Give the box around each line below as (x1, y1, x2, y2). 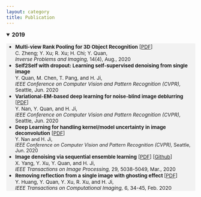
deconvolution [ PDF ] (14, 130, 65, 136)
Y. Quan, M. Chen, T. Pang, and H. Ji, (14, 74, 103, 81)
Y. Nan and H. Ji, (14, 136, 53, 142)
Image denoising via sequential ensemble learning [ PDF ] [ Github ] (14, 153, 173, 160)
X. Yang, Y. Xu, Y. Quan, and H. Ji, (14, 160, 95, 166)
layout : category (6, 8, 50, 15)
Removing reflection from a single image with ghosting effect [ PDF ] (14, 172, 178, 179)
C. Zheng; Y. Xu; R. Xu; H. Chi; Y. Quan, (14, 49, 108, 56)
